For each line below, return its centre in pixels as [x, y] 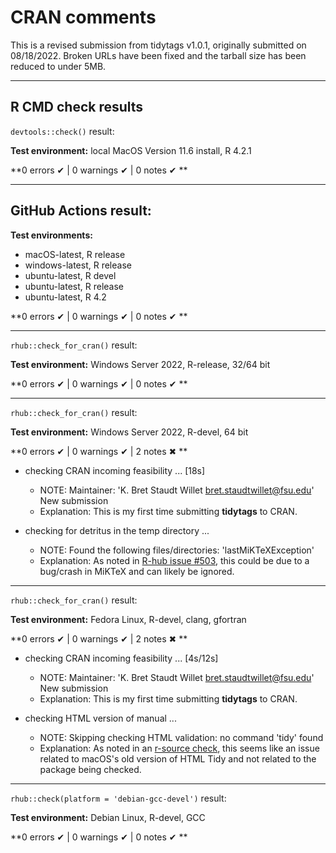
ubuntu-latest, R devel [70, 275]
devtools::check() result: [62, 131]
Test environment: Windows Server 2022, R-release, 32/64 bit [140, 364]
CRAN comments [83, 17]
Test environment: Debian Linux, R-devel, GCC [108, 817]
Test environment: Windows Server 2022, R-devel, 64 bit [129, 432]
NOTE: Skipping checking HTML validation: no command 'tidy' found [181, 737]
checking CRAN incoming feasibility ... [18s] [115, 470]
